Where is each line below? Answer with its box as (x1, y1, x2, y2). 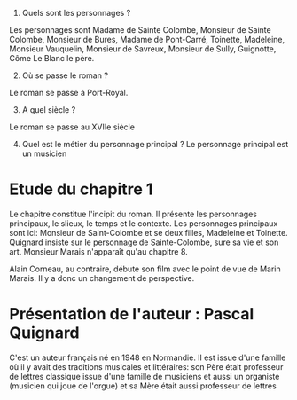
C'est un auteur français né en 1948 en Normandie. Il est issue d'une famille (9, 352, 286, 363)
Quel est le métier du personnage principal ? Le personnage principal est (21, 139, 289, 149)
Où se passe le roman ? (21, 70, 109, 81)
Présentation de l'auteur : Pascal (9, 304, 254, 325)
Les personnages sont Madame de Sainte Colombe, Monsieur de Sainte (9, 25, 272, 35)
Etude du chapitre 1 (9, 179, 153, 200)
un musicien (21, 148, 67, 159)
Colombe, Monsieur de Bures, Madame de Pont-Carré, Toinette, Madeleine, (9, 35, 285, 44)
